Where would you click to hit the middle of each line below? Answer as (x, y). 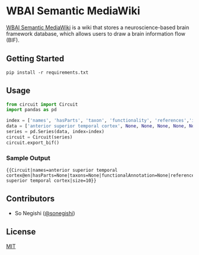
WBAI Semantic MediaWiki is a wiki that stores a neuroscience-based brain (98, 27)
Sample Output (28, 158)
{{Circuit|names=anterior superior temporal (62, 170)
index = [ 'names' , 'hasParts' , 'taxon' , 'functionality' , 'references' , (98, 121)
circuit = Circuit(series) (39, 137)
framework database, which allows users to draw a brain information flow (96, 33)
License (21, 232)
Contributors (31, 199)
